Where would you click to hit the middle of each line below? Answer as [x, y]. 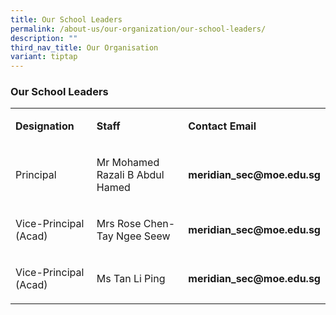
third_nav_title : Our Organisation [84, 47]
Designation [45, 126]
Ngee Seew [143, 236]
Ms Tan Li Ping [131, 279]
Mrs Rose [119, 224]
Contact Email [222, 126]
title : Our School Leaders [66, 19]
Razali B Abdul [130, 175]
